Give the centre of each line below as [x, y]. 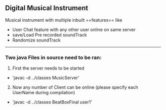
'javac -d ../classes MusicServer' [46, 78]
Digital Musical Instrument [47, 8]
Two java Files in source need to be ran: [53, 57]
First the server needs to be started [48, 68]
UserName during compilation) [44, 93]
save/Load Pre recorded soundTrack [50, 35]
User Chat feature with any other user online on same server [74, 30]
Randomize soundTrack [36, 40]
